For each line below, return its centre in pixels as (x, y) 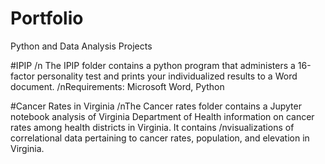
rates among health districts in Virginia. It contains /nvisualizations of (152, 127)
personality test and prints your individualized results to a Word (167, 76)
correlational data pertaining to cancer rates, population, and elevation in (160, 138)
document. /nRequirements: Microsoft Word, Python (117, 86)
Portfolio (47, 18)
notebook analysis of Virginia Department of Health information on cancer (162, 116)
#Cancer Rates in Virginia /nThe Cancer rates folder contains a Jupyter (156, 106)
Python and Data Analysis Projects (81, 46)
